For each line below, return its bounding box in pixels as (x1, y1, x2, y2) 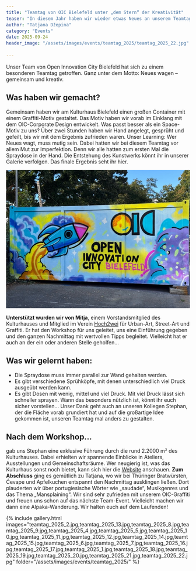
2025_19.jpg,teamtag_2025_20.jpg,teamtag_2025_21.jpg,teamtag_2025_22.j (6, 552, 188, 559)
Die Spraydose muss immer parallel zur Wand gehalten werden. (14, 371, 168, 378)
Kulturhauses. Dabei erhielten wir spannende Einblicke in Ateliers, (6, 454, 164, 461)
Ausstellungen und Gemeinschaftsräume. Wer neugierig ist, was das (6, 460, 170, 467)
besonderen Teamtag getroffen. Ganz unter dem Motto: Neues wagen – (6, 69, 178, 76)
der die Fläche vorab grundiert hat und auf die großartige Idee (14, 409, 164, 416)
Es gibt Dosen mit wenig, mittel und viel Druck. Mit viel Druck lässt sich (14, 390, 185, 397)
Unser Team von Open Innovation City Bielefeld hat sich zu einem (6, 63, 164, 70)
